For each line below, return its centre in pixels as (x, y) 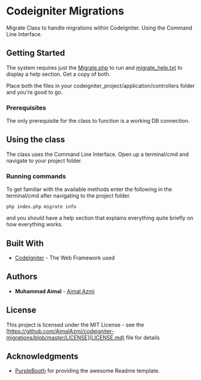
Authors (22, 277)
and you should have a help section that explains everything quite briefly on (100, 218)
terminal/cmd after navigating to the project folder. (68, 196)
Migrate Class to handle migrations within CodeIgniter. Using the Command (99, 28)
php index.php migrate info (41, 207)
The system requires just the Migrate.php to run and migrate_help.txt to (94, 67)
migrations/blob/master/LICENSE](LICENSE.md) (65, 337)
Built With (25, 243)
